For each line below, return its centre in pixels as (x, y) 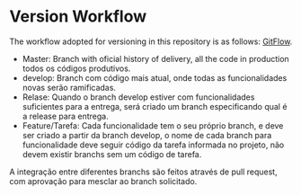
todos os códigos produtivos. (76, 68)
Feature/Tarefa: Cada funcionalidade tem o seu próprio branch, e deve (153, 125)
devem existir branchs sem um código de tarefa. (112, 154)
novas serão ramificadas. (69, 87)
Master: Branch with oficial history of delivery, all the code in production (155, 58)
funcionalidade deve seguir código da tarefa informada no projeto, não (153, 145)
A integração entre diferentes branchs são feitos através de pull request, (143, 172)
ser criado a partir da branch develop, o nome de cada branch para (147, 135)
